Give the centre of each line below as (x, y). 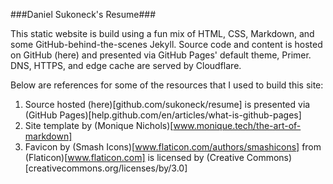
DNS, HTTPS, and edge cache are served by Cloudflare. (126, 65)
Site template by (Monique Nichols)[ (99, 125)
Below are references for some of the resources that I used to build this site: (167, 85)
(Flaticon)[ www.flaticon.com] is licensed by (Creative (134, 157)
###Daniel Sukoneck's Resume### (83, 14)
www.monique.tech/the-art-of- (237, 125)
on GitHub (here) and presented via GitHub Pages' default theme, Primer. (161, 55)
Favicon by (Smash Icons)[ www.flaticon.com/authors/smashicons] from (173, 147)
